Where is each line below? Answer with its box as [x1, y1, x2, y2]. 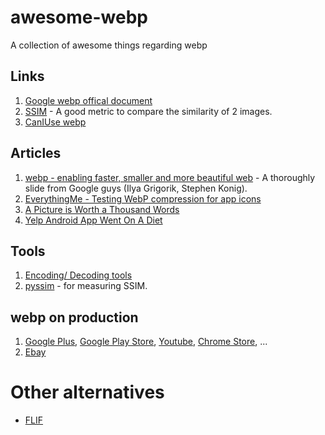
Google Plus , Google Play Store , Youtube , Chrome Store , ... [24, 336, 268, 348]
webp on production [10, 309, 139, 326]
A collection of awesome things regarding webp [10, 39, 208, 51]
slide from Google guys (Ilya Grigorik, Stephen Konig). [24, 182, 248, 194]
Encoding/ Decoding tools [24, 269, 133, 281]
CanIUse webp [24, 116, 87, 128]
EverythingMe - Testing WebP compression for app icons [24, 192, 262, 205]
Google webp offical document [24, 94, 153, 106]
